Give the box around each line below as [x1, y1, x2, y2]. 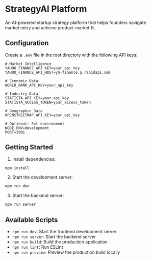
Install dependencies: [12, 156, 56, 162]
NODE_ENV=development [5, 126, 50, 130]
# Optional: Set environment [5, 121, 65, 126]
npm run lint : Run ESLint [12, 244, 63, 250]
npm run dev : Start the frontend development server [12, 229, 117, 234]
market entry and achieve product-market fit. [5, 24, 97, 30]
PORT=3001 [5, 130, 25, 135]
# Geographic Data [5, 108, 43, 113]
